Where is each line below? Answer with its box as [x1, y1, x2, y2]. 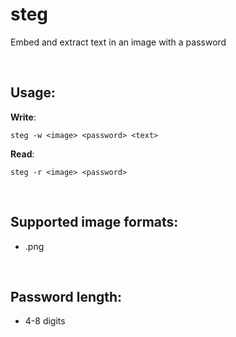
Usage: [10, 84, 57, 102]
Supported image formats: [10, 214, 179, 231]
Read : [10, 148, 35, 160]
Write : [10, 111, 37, 123]
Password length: [10, 288, 123, 305]
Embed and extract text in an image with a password [10, 36, 227, 48]
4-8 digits [24, 315, 66, 327]
